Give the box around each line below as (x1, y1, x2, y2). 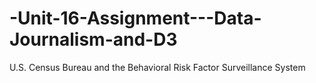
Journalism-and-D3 (9, 28, 178, 51)
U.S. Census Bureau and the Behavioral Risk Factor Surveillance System (9, 61, 306, 73)
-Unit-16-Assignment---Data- (9, 7, 262, 30)
